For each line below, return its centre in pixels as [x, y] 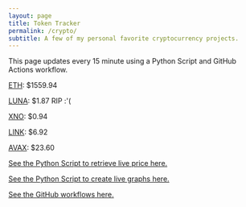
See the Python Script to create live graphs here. [89, 179]
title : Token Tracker [45, 23]
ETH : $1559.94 [33, 85]
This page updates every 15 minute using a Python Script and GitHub [123, 61]
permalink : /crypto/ [43, 31]
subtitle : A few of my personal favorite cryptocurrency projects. [124, 38]
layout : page [30, 16]
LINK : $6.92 [28, 132]
